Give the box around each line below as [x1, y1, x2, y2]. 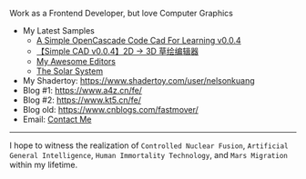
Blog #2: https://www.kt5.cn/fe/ [22, 94, 142, 105]
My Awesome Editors [36, 56, 117, 66]
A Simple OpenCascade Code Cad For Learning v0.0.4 [36, 35, 241, 45]
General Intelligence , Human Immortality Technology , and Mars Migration [9, 150, 289, 160]
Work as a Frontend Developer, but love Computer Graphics [9, 8, 234, 18]
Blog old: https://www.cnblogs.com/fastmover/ [22, 104, 199, 114]
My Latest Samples [22, 25, 96, 35]
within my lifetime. [9, 159, 78, 170]
